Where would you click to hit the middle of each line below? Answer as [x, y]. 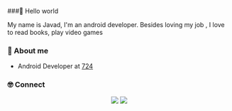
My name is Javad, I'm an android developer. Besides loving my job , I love [116, 25]
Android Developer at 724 [55, 66]
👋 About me [28, 51]
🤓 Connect [26, 85]
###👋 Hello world [33, 11]
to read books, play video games [55, 32]
